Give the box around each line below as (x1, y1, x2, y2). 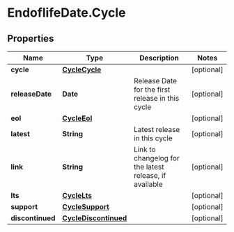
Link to (133, 144, 156, 154)
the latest (133, 162, 164, 172)
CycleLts (62, 191, 93, 200)
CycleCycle (62, 65, 102, 74)
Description (139, 53, 180, 63)
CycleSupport (62, 202, 109, 211)
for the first (133, 85, 171, 94)
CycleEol (62, 113, 93, 123)
